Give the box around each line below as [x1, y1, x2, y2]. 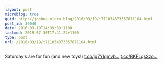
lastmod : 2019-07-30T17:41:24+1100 [5, 30, 79, 35]
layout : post [5, 7, 32, 12]
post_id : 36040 [5, 21, 37, 26]
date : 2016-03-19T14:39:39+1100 [5, 26, 72, 31]
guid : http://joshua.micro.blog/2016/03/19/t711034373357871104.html [5, 16, 153, 21]
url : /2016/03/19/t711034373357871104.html [5, 40, 97, 45]
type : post [5, 35, 28, 40]
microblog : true [5, 12, 39, 17]
